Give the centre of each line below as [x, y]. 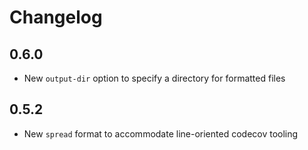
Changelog [56, 17]
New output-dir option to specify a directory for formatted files [154, 78]
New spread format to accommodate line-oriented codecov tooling [161, 133]
